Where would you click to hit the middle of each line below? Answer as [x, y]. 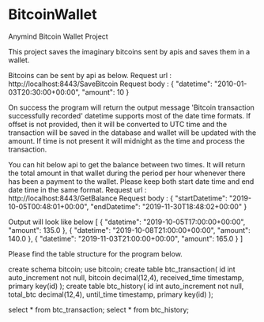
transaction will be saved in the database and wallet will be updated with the [132, 133]
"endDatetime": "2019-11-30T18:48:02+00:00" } [169, 206]
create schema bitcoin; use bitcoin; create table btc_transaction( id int [122, 269]
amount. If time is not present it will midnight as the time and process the [126, 140]
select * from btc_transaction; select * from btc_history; [99, 309]
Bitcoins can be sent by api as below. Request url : [90, 75]
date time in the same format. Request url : [77, 189]
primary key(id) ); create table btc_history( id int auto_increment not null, [126, 286]
